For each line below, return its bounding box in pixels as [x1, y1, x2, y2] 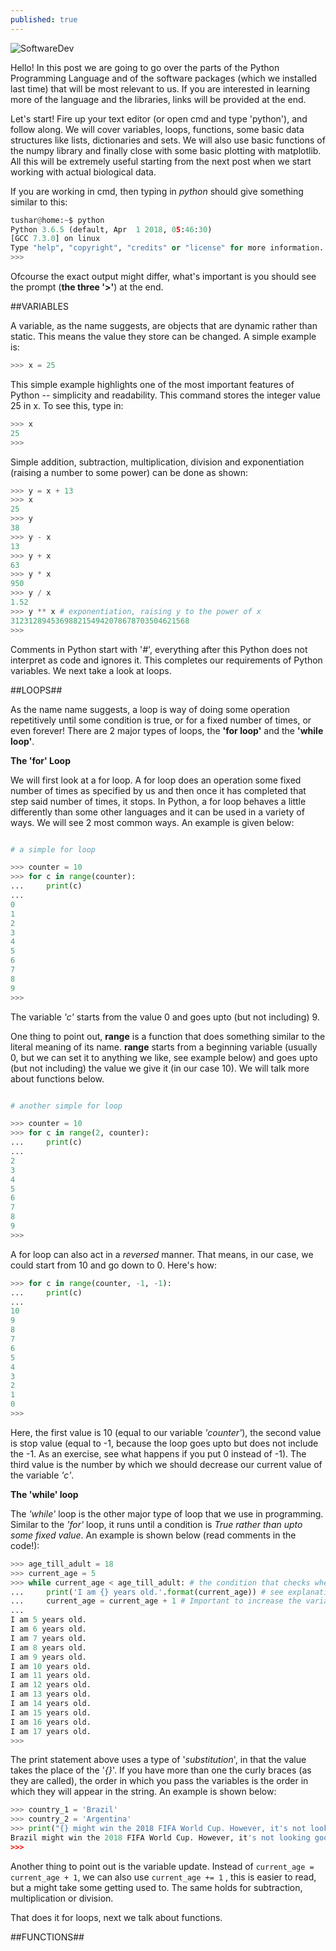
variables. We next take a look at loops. [10, 664, 172, 676]
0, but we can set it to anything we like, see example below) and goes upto [10, 1051, 318, 1063]
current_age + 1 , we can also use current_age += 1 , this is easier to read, [10, 1871, 317, 1883]
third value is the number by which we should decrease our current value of [10, 1458, 323, 1470]
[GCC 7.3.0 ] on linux [10, 234, 101, 244]
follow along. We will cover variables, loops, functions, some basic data [10, 123, 305, 135]
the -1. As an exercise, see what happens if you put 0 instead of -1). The [10, 1447, 307, 1460]
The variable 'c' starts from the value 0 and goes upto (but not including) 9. [10, 1011, 320, 1023]
